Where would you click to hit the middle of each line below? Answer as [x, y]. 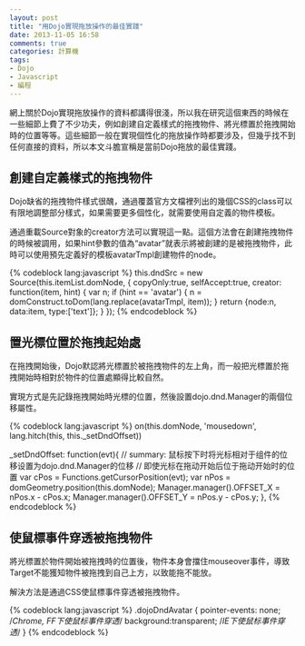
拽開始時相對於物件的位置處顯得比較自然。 [89, 377]
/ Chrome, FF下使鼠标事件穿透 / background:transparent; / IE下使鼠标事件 [143, 621]
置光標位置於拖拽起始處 [75, 342]
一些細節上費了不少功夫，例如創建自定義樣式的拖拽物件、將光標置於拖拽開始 [152, 124]
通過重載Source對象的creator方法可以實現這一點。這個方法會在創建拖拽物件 [152, 232]
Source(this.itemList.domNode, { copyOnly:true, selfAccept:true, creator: [146, 283]
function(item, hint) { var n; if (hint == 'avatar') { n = [106, 293]
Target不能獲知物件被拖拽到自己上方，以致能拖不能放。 [113, 572]
